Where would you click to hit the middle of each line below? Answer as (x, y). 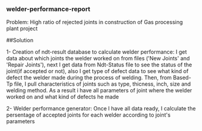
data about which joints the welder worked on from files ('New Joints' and (98, 59)
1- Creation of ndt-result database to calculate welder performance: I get (96, 52)
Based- (182, 78)
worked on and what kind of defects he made (63, 97)
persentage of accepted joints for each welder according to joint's (88, 115)
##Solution (20, 40)
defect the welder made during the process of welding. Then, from (89, 78)
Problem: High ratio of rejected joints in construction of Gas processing (95, 22)
